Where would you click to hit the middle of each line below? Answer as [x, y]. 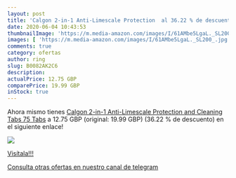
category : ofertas [34, 53]
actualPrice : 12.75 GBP [42, 79]
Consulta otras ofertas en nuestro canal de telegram [83, 167]
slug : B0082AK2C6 [33, 66]
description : [26, 72]
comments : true [29, 46]
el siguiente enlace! [35, 127]
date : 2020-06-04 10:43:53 [47, 27]
